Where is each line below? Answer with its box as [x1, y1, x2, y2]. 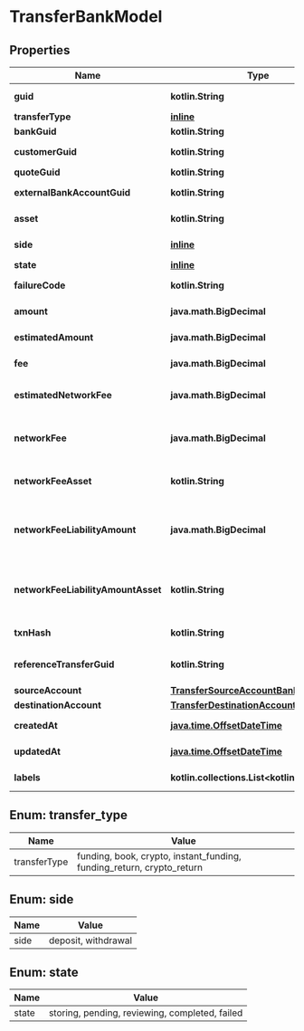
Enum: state [9, 965, 79, 980]
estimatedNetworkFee [14, 389, 113, 401]
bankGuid [14, 125, 57, 138]
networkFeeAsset [14, 475, 92, 487]
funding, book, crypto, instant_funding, [76, 849, 242, 862]
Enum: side [9, 892, 74, 907]
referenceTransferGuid [14, 658, 115, 671]
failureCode [14, 279, 66, 291]
